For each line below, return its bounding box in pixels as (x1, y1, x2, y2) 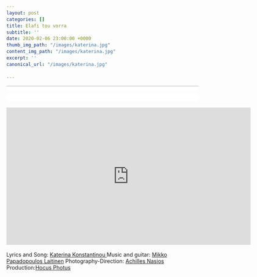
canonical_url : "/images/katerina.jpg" (6, 61, 108, 67)
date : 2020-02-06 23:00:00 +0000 (6, 35, 92, 42)
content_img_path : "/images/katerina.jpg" (6, 49, 116, 55)
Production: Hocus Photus (6, 264, 71, 272)
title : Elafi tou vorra (6, 23, 67, 29)
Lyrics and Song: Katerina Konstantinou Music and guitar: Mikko (6, 251, 167, 259)
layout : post (6, 10, 40, 16)
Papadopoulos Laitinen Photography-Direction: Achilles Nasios (6, 257, 164, 265)
